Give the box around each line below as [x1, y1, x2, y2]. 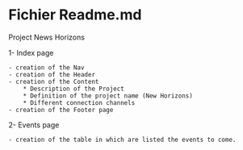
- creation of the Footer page [8, 106, 114, 114]
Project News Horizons [8, 32, 85, 42]
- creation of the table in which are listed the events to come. [8, 135, 237, 144]
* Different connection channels [23, 98, 136, 106]
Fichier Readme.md [8, 6, 142, 24]
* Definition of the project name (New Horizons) [23, 91, 194, 100]
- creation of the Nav [8, 63, 85, 72]
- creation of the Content [8, 77, 99, 85]
